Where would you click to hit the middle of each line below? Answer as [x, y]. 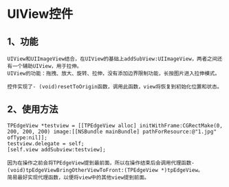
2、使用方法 [33, 109]
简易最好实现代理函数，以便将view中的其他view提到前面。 [78, 177]
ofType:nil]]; [28, 138]
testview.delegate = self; [46, 144]
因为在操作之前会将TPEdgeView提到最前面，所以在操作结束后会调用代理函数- [101, 163]
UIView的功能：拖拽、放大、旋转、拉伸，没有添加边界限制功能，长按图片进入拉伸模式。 [113, 73]
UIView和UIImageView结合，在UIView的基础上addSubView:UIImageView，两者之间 [112, 59]
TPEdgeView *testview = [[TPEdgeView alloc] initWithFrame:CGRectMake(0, [115, 125]
